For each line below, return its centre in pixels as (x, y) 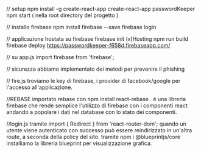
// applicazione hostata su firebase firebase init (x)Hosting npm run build (97, 39)
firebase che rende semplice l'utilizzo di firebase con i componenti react (97, 105)
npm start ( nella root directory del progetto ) (62, 15)
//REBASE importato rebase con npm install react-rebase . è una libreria (96, 99)
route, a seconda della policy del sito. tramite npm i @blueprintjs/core (93, 137)
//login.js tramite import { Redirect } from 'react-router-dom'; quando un (97, 124)
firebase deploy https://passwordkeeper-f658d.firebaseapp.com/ (88, 45)
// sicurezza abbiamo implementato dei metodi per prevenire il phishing (96, 69)
